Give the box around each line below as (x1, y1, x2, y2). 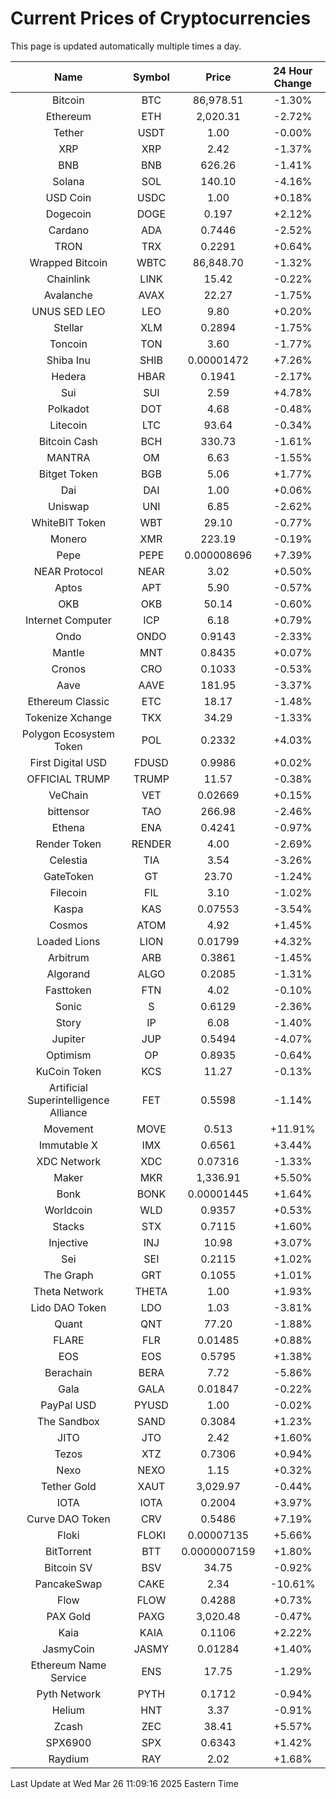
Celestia (49, 853, 88, 867)
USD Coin (45, 190, 92, 204)
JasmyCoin (41, 1642, 95, 1656)
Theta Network (33, 1284, 104, 1298)
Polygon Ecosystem (21, 727, 115, 741)
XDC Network (36, 1154, 102, 1168)
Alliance (49, 1105, 88, 1119)
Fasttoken (45, 983, 92, 997)
